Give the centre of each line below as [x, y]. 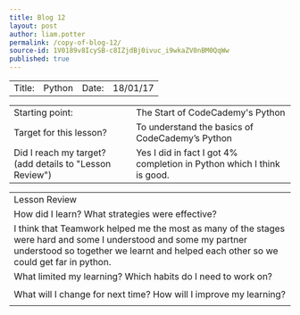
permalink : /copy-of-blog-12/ [66, 42]
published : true [39, 59]
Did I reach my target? [60, 153]
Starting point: [43, 112]
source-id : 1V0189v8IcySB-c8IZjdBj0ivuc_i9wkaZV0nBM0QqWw [119, 51]
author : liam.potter [48, 34]
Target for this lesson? [60, 133]
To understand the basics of [195, 127]
